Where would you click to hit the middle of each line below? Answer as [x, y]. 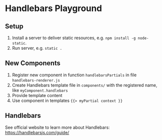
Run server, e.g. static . [37, 48]
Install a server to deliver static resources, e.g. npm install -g [74, 38]
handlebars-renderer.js [36, 80]
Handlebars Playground [54, 8]
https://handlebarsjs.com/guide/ [37, 132]
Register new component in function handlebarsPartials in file [74, 75]
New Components [33, 63]
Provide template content [37, 95]
